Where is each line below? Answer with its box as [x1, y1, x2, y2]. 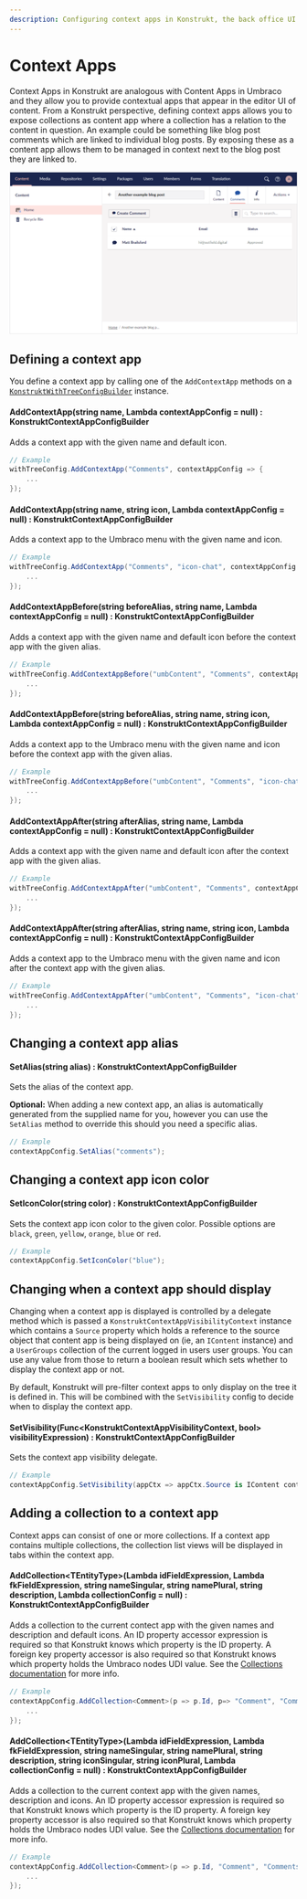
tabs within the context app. [9, 1549, 115, 1560]
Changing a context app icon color [9, 1172, 210, 1187]
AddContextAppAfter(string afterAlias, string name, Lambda [9, 816, 244, 827]
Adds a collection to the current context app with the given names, [9, 1785, 260, 1796]
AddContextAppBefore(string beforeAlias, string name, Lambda [9, 601, 258, 612]
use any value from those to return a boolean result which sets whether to [9, 1355, 288, 1366]
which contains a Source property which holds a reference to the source [9, 1325, 281, 1336]
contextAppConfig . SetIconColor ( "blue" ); [9, 1256, 166, 1265]
